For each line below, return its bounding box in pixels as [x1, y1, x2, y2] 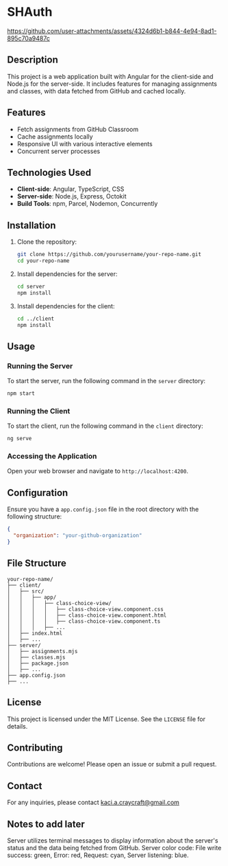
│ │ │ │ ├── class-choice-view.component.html [7, 612, 167, 619]
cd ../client [16, 315, 55, 322]
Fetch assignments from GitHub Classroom [16, 125, 139, 133]
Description [7, 54, 58, 66]
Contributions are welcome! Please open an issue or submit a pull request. [7, 760, 217, 768]
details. [7, 722, 28, 730]
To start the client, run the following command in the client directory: [7, 422, 203, 430]
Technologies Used [7, 166, 91, 179]
